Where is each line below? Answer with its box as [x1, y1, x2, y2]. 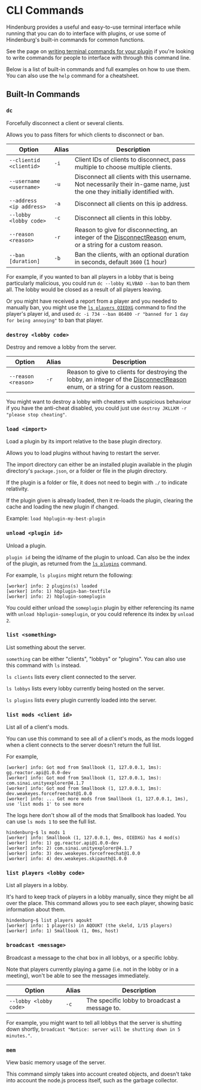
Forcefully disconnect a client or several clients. [6, 119, 124, 126]
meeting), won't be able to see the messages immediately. [6, 972, 150, 979]
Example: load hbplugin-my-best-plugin [6, 515, 106, 522]
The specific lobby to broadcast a [86, 996, 181, 1004]
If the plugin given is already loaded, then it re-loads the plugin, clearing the [6, 497, 193, 504]
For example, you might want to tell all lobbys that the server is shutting [6, 1019, 182, 1026]
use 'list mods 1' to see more [6, 801, 84, 808]
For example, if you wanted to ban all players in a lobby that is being [6, 273, 174, 280]
